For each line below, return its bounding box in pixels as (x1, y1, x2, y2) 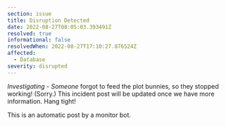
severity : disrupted (7, 63, 68, 70)
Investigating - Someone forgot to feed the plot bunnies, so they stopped (7, 82, 220, 90)
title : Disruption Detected (7, 17, 90, 24)
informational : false (7, 37, 71, 44)
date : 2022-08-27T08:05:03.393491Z (7, 23, 112, 30)
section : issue (7, 10, 52, 18)
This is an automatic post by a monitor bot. (7, 111, 132, 119)
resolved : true (7, 30, 52, 37)
